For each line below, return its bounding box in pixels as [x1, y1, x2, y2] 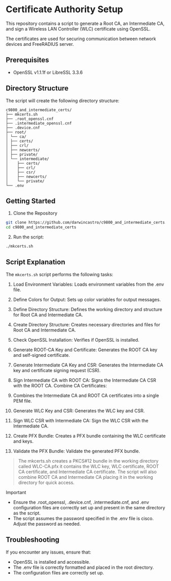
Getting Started [6, 197, 56, 205]
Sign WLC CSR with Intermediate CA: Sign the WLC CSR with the [13, 417, 149, 423]
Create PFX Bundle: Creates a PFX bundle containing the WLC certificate [13, 433, 166, 439]
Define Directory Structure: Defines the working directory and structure [13, 306, 162, 312]
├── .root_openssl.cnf [6, 116, 54, 121]
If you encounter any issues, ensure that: [6, 549, 91, 555]
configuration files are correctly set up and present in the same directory [13, 504, 165, 510]
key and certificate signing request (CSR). [13, 367, 101, 373]
